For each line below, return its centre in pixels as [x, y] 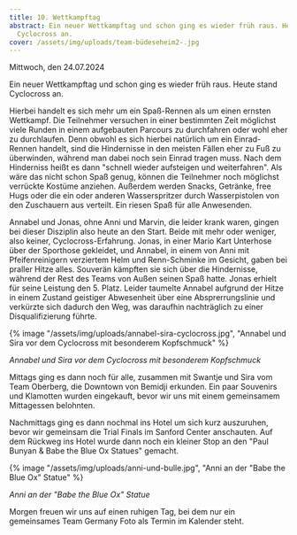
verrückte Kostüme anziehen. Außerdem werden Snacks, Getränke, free [140, 186]
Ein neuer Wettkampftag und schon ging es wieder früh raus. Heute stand [144, 84]
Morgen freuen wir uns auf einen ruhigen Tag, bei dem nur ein [122, 512]
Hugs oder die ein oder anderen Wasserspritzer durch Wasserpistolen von [145, 196]
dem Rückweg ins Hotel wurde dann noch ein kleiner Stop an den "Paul [139, 442]
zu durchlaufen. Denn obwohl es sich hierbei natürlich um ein [121, 139]
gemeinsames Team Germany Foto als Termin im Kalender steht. [127, 521]
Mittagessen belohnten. [52, 406]
